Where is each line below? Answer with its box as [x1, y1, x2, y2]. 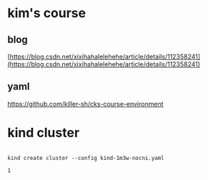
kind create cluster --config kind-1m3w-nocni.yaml [7, 154, 164, 161]
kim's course [7, 5, 86, 21]
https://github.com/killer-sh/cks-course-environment [7, 99, 164, 108]
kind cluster [7, 125, 80, 141]
